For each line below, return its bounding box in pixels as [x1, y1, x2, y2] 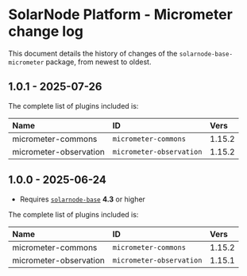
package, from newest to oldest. [45, 57, 152, 67]
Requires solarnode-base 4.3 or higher [19, 194, 145, 204]
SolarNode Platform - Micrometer [8, 6, 233, 24]
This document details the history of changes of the [8, 48, 178, 58]
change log [8, 22, 84, 40]
